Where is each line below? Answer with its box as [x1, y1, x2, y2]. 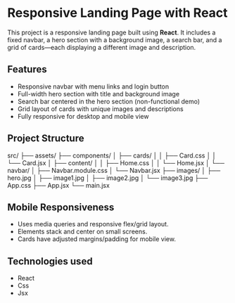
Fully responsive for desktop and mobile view [17, 112, 149, 120]
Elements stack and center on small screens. [17, 227, 148, 236]
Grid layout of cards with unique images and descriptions [17, 104, 184, 113]
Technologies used [7, 255, 93, 267]
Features [7, 63, 47, 75]
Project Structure [7, 132, 84, 145]
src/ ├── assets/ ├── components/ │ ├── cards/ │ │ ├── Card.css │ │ [7, 151, 217, 160]
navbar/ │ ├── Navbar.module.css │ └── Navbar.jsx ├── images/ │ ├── [7, 166, 221, 174]
